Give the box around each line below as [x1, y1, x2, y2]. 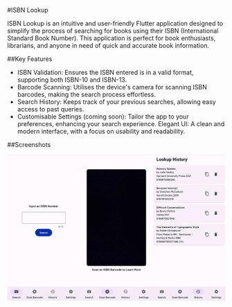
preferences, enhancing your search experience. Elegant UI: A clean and [17, 120, 225, 128]
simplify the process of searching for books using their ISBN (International [7, 27, 219, 35]
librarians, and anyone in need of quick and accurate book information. [7, 42, 210, 49]
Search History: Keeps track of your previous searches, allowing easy [17, 98, 216, 106]
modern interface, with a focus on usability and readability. [17, 128, 186, 135]
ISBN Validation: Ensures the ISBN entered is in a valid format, [17, 69, 194, 76]
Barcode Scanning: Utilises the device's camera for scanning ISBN [17, 83, 208, 91]
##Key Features [7, 55, 53, 63]
